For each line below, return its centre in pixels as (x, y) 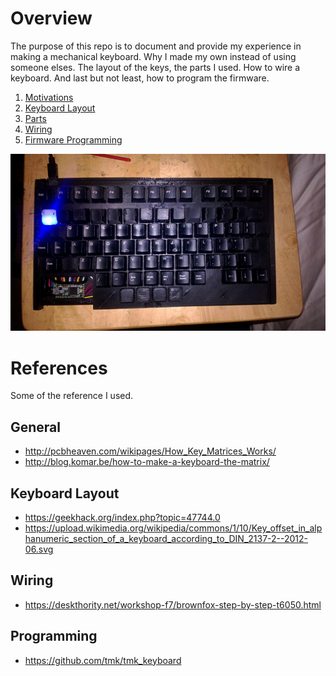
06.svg (39, 549)
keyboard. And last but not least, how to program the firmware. (140, 78)
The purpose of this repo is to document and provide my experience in (156, 46)
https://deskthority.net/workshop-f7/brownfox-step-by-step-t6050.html (173, 604)
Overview (51, 18)
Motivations (49, 97)
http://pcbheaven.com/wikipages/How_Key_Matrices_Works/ (150, 451)
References (59, 368)
